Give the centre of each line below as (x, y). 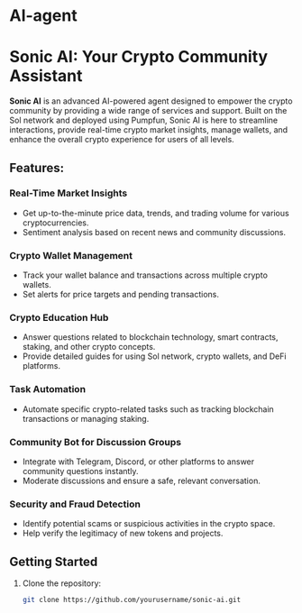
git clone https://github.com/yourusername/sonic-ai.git (132, 600)
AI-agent (44, 16)
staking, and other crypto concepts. (89, 347)
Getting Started (54, 561)
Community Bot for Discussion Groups (96, 442)
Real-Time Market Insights (69, 193)
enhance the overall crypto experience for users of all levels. (122, 140)
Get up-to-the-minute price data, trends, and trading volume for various (156, 213)
